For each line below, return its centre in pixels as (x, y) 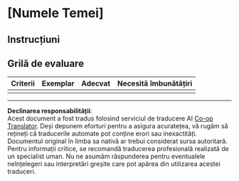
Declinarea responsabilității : (50, 111)
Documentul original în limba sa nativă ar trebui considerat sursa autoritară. (117, 141)
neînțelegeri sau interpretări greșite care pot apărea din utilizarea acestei (114, 164)
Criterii (23, 83)
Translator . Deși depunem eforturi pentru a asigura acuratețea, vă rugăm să (118, 126)
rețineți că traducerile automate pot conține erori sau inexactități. (102, 134)
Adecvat (96, 83)
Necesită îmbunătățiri (155, 83)
